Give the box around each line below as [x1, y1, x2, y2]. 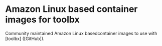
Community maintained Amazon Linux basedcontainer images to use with [5, 30, 157, 36]
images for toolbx [5, 14, 80, 25]
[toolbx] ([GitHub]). [5, 36, 45, 42]
